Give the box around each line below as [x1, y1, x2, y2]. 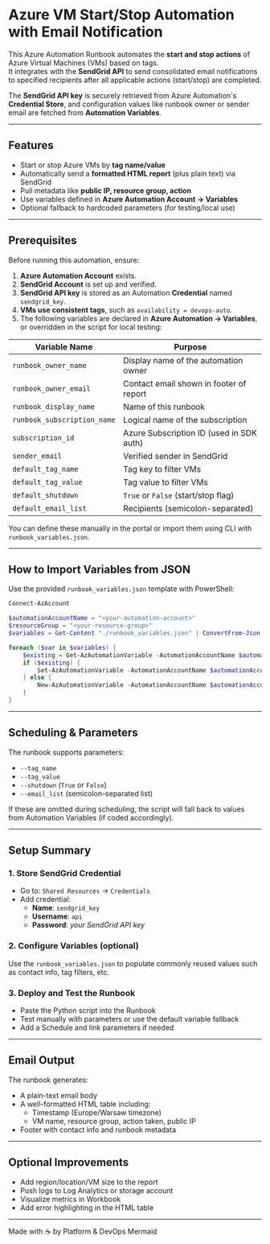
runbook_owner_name [12, 361, 87, 370]
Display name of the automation [123, 354, 243, 366]
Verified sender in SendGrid [123, 450, 228, 461]
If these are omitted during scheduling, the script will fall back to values [8, 804, 245, 814]
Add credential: [19, 895, 71, 904]
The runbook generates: [8, 1075, 88, 1085]
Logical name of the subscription [123, 414, 247, 425]
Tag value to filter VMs [123, 477, 209, 488]
